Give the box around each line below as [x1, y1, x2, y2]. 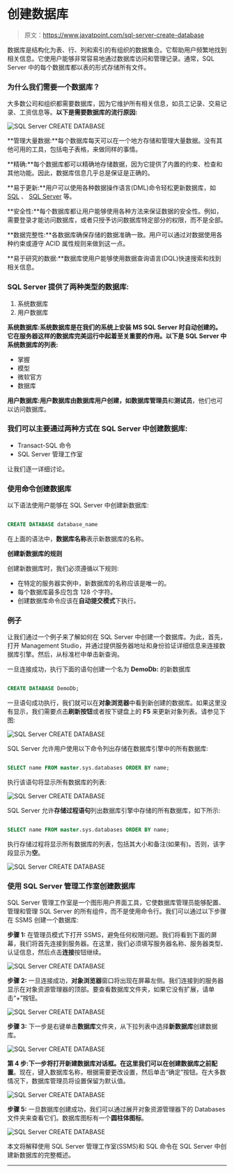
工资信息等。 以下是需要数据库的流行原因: [19, 108, 138, 117]
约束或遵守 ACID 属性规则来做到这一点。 [13, 239, 130, 248]
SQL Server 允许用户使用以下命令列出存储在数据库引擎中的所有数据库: [7, 745, 209, 753]
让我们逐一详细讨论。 [7, 465, 68, 473]
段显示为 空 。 [7, 849, 44, 857]
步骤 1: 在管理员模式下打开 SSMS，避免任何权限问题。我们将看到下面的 [7, 931, 211, 939]
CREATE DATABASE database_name [7, 521, 98, 528]
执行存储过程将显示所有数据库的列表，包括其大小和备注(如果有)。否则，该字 [7, 839, 226, 848]
